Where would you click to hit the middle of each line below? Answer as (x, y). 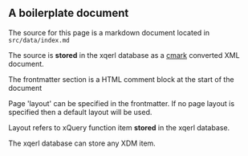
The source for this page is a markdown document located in (109, 32)
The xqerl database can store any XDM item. (82, 143)
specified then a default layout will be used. (80, 112)
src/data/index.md (39, 40)
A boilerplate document (69, 13)
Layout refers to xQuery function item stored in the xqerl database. (119, 127)
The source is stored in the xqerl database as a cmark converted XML (124, 55)
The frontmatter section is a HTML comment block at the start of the (121, 79)
